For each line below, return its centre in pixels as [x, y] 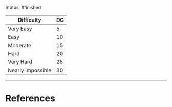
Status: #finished [23, 7]
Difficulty [29, 20]
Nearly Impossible [30, 70]
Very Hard [20, 62]
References [30, 99]
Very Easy [20, 29]
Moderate [20, 45]
